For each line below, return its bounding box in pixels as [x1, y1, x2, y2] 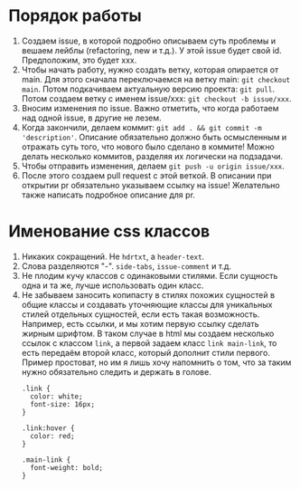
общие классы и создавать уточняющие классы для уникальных [21, 299, 273, 310]
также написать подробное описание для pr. [21, 189, 196, 200]
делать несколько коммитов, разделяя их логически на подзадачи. [21, 150, 284, 161]
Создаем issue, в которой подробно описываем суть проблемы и [21, 35, 277, 46]
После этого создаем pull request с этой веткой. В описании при [21, 169, 272, 181]
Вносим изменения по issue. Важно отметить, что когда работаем [21, 102, 279, 113]
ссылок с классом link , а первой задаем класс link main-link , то [21, 337, 277, 349]
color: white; [30, 391, 83, 401]
